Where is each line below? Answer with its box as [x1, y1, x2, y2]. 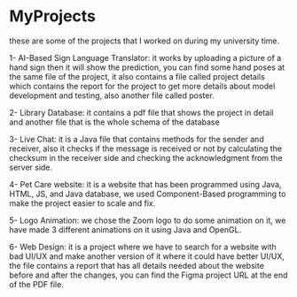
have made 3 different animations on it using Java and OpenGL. [9, 224, 242, 235]
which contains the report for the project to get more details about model [9, 80, 276, 91]
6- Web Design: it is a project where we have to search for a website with [9, 241, 277, 252]
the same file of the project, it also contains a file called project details [9, 71, 266, 81]
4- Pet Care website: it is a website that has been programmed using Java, [9, 179, 282, 189]
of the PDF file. [9, 278, 64, 289]
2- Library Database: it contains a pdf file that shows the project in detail [9, 107, 274, 118]
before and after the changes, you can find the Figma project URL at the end [9, 270, 288, 280]
